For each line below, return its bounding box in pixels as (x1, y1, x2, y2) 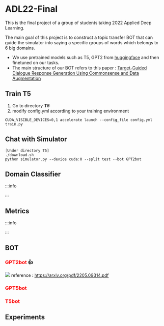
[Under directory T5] (5, 148, 50, 153)
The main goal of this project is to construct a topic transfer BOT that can (5, 34, 153, 40)
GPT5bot (5, 284, 27, 291)
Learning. (5, 25, 25, 30)
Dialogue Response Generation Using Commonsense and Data (12, 70, 139, 76)
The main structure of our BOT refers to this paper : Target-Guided (12, 65, 147, 71)
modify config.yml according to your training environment (12, 108, 129, 114)
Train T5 (5, 89, 31, 98)
